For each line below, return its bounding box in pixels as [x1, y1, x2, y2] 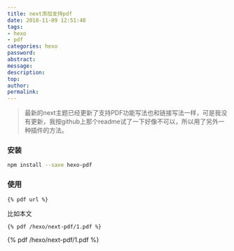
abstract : [7, 56, 36, 63]
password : [7, 50, 36, 57]
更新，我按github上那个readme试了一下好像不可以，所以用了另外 [30, 117, 219, 126]
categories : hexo [7, 43, 58, 50]
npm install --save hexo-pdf [7, 162, 92, 169]
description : [7, 69, 46, 76]
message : [7, 62, 33, 69]
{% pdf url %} [7, 196, 49, 203]
